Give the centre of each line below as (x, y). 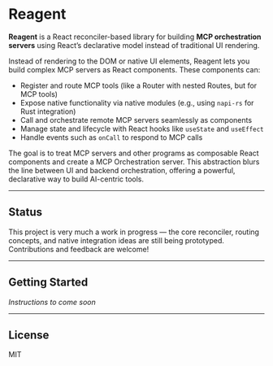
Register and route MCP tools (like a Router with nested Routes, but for (139, 85)
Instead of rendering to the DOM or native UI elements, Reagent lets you (129, 61)
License (29, 335)
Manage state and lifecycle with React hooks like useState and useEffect (142, 129)
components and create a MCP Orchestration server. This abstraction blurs (134, 161)
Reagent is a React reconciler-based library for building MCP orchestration (135, 37)
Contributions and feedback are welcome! (79, 249)
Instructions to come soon (52, 302)
